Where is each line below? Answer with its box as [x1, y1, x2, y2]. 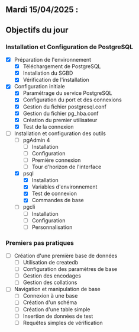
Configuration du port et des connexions [22, 96, 122, 103]
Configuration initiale [14, 83, 66, 90]
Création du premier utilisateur [22, 116, 98, 123]
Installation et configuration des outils [14, 130, 106, 137]
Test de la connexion [22, 123, 74, 130]
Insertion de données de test [22, 312, 93, 320]
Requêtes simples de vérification [22, 319, 103, 326]
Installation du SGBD [22, 69, 73, 76]
